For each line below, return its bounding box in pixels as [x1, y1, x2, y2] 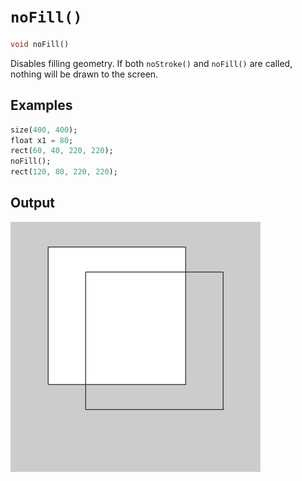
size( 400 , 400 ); [10, 125, 78, 135]
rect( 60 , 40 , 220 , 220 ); [10, 146, 114, 156]
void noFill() [10, 39, 70, 49]
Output [10, 195, 55, 212]
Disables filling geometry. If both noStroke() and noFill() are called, [10, 57, 293, 69]
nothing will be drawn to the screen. [10, 68, 159, 80]
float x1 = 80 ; [10, 135, 74, 145]
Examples [10, 97, 73, 114]
